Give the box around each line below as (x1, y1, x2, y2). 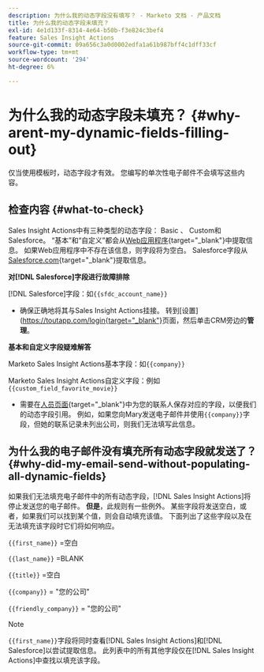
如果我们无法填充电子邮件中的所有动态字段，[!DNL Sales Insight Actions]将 (8, 492, 251, 501)
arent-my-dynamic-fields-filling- (8, 123, 230, 142)
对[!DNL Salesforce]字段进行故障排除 (8, 272, 130, 281)
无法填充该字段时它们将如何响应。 (8, 521, 119, 530)
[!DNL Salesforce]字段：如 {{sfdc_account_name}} (8, 289, 168, 298)
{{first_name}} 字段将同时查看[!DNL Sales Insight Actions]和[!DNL (8, 636, 223, 645)
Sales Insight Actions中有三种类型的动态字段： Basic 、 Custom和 (8, 225, 222, 235)
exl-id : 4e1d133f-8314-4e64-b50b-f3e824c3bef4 (8, 26, 164, 34)
